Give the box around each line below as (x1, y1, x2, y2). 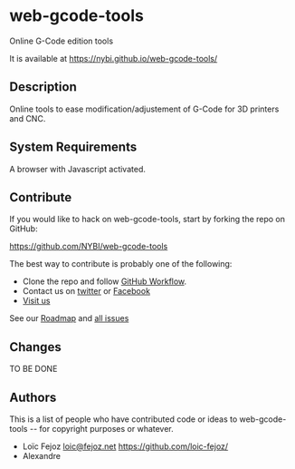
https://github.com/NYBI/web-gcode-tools (9, 241, 168, 252)
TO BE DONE (9, 364, 58, 375)
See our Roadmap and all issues (9, 313, 129, 324)
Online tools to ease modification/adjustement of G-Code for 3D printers (9, 103, 280, 114)
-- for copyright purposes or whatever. (29, 424, 174, 434)
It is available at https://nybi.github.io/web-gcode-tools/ (9, 53, 218, 64)
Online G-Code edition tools (9, 35, 114, 46)
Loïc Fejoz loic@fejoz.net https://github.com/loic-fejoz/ (22, 441, 229, 452)
